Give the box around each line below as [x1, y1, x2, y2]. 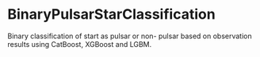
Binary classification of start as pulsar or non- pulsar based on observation [7, 31, 253, 41]
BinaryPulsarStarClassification [7, 5, 216, 23]
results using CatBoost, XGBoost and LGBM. [7, 39, 152, 48]
